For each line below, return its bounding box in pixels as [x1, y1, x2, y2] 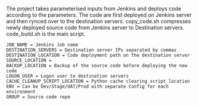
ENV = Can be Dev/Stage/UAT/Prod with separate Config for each [6, 83, 169, 89]
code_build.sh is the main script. [6, 30, 86, 38]
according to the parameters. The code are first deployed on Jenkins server [6, 11, 192, 18]
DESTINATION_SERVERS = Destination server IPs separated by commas [6, 47, 177, 53]
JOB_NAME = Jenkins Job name [6, 42, 78, 48]
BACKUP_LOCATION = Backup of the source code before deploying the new [6, 63, 187, 68]
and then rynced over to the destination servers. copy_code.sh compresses [6, 18, 191, 24]
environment [6, 89, 36, 95]
